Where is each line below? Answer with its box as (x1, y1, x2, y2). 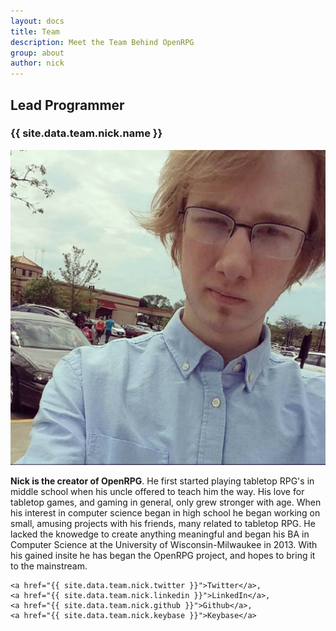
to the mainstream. (10, 560, 88, 572)
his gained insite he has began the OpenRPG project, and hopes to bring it (10, 549, 316, 561)
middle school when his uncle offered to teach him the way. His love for (10, 485, 305, 497)
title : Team (10, 26, 60, 37)
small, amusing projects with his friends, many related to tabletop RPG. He (10, 517, 316, 529)
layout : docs (10, 16, 65, 26)
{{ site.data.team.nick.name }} (10, 126, 163, 140)
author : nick (10, 58, 65, 69)
